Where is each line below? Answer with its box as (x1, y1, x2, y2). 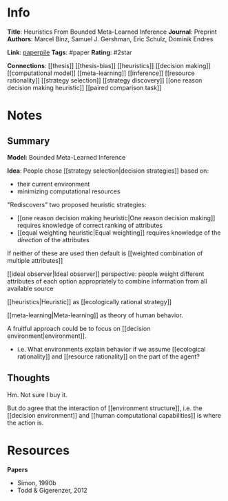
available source (7, 284, 54, 292)
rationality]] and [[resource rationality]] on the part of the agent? (17, 352, 200, 361)
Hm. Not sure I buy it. (7, 390, 68, 398)
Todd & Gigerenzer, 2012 (17, 486, 87, 494)
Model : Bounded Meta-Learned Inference (7, 153, 126, 161)
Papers (7, 465, 28, 473)
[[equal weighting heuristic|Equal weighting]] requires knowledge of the (17, 228, 221, 237)
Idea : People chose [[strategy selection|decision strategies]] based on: (7, 167, 209, 175)
